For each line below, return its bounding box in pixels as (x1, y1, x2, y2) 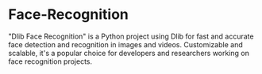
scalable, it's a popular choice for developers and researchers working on (8, 48, 250, 57)
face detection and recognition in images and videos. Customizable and (8, 39, 244, 49)
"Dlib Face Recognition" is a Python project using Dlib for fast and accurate (8, 31, 254, 41)
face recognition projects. (8, 57, 93, 66)
